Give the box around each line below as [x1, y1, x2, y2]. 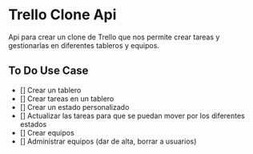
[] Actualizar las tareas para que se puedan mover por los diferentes [19, 111, 246, 120]
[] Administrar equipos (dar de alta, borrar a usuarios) [19, 136, 197, 146]
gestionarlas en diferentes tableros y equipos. [8, 40, 160, 50]
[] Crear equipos [19, 128, 74, 137]
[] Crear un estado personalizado [19, 102, 130, 111]
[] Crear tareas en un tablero [19, 94, 114, 103]
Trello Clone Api [8, 6, 117, 24]
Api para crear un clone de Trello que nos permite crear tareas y [8, 32, 220, 42]
